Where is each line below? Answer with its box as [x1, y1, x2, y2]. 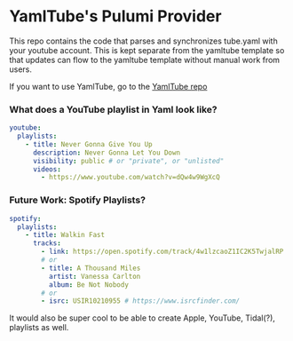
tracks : [32, 239, 62, 248]
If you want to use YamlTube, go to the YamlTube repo [9, 81, 208, 91]
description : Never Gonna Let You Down [32, 148, 180, 157]
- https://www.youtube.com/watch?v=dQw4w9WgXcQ [41, 173, 220, 182]
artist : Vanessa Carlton [48, 272, 141, 281]
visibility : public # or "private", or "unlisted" [32, 156, 225, 165]
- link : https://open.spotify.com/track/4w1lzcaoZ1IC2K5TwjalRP [41, 247, 284, 257]
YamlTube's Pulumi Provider [9, 6, 222, 27]
